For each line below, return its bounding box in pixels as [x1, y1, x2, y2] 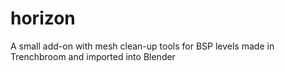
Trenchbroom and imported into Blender [10, 50, 176, 62]
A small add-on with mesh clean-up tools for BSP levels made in [10, 40, 275, 52]
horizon [10, 7, 76, 30]
